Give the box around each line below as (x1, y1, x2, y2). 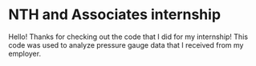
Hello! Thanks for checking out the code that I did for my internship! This (8, 32, 249, 41)
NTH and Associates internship (8, 6, 221, 24)
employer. (8, 49, 42, 58)
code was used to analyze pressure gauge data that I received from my (8, 40, 244, 49)
